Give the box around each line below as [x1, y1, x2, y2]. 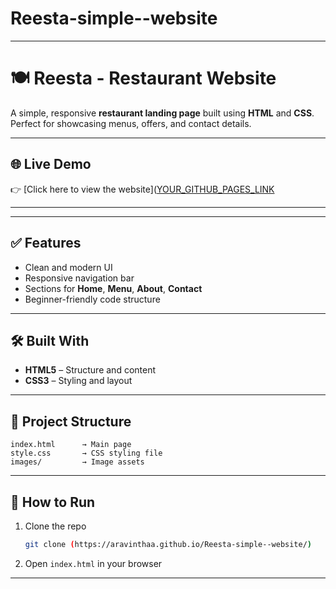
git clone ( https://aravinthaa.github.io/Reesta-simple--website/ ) [24, 539, 313, 549]
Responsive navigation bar [24, 272, 135, 284]
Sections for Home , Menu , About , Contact [24, 282, 203, 294]
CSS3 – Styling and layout [24, 375, 133, 387]
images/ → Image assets [10, 457, 145, 467]
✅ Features [10, 235, 82, 252]
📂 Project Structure [10, 413, 132, 430]
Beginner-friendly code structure [24, 293, 161, 305]
